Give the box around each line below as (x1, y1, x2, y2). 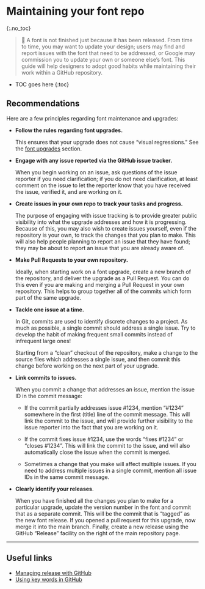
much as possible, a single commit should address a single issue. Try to (15, 324, 196, 332)
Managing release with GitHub (15, 569, 92, 576)
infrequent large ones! (15, 337, 71, 344)
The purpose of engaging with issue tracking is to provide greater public (15, 212, 197, 219)
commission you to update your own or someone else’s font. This (21, 56, 185, 63)
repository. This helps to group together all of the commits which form (15, 287, 192, 295)
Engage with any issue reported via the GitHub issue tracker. (15, 157, 173, 164)
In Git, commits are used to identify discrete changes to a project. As (15, 317, 188, 325)
